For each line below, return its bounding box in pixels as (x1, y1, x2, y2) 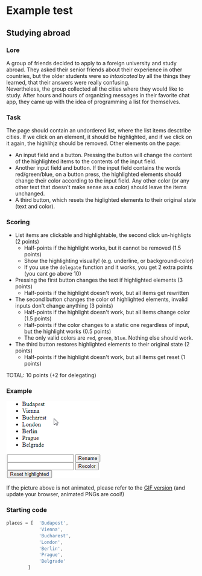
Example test (6, 4, 74, 18)
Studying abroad (6, 28, 71, 38)
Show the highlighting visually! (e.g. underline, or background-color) (24, 257, 194, 265)
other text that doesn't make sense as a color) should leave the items (14, 184, 187, 191)
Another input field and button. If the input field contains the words (14, 164, 181, 172)
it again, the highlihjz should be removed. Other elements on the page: (6, 140, 181, 147)
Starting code (6, 505, 47, 514)
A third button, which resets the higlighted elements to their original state (14, 196, 197, 204)
